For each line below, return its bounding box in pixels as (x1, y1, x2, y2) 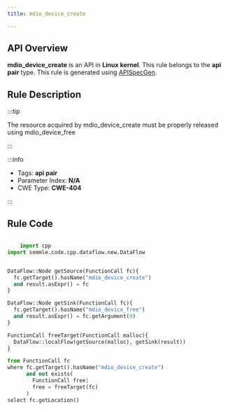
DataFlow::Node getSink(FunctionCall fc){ (7, 300, 133, 307)
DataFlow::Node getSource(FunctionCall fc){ (7, 267, 139, 274)
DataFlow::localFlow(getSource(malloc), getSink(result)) (13, 338, 187, 345)
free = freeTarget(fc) (32, 383, 99, 391)
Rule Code (7, 218, 54, 230)
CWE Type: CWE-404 (17, 183, 82, 193)
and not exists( (25, 370, 73, 378)
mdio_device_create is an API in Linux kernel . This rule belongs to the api (7, 61, 222, 69)
